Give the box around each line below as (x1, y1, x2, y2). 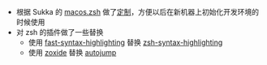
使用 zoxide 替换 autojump (28, 48, 117, 57)
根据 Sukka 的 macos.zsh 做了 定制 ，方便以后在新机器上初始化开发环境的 (15, 7, 260, 16)
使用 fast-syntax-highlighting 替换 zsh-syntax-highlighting (28, 37, 223, 47)
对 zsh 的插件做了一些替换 (15, 28, 104, 37)
